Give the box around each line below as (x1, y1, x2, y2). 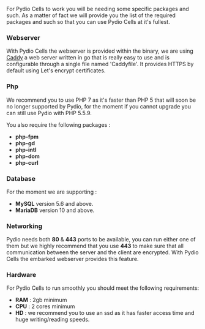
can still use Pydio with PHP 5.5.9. (6, 109, 92, 116)
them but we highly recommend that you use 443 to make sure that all (6, 242, 184, 250)
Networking (6, 222, 43, 230)
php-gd (15, 139, 35, 146)
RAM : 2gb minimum (15, 297, 67, 304)
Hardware (6, 271, 37, 279)
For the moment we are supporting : (6, 188, 97, 195)
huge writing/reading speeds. (15, 316, 90, 323)
